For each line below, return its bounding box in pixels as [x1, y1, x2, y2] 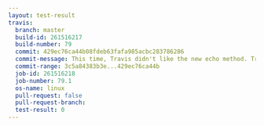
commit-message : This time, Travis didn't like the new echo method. [15, 56, 247, 63]
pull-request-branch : [15, 99, 86, 106]
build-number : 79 [15, 41, 72, 49]
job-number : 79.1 [15, 77, 72, 85]
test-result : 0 [15, 106, 65, 114]
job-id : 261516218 [15, 70, 76, 77]
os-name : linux [15, 84, 65, 92]
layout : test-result [8, 11, 76, 20]
